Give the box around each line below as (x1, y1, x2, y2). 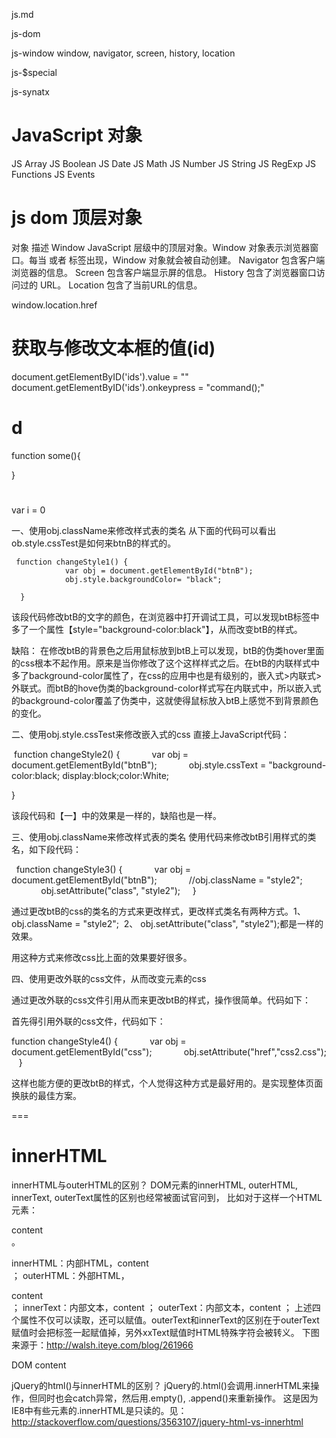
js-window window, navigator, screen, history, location (11, 47, 236, 59)
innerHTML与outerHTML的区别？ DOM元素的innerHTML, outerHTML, (11, 1179, 299, 1191)
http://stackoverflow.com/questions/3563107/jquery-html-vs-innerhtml (11, 1415, 304, 1428)
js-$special (11, 67, 58, 78)
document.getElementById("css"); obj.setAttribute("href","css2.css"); (11, 1045, 327, 1058)
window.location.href (11, 299, 98, 311)
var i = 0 (11, 504, 46, 516)
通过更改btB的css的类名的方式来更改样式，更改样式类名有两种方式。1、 (11, 905, 306, 917)
